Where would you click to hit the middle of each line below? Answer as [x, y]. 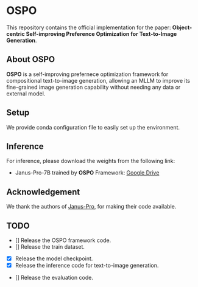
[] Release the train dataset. [50, 247]
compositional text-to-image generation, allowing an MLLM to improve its [98, 80]
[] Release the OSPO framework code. [63, 240]
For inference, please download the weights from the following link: [91, 161]
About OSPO [31, 59]
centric [16, 33]
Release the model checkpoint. [54, 258]
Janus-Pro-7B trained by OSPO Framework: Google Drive [87, 173]
